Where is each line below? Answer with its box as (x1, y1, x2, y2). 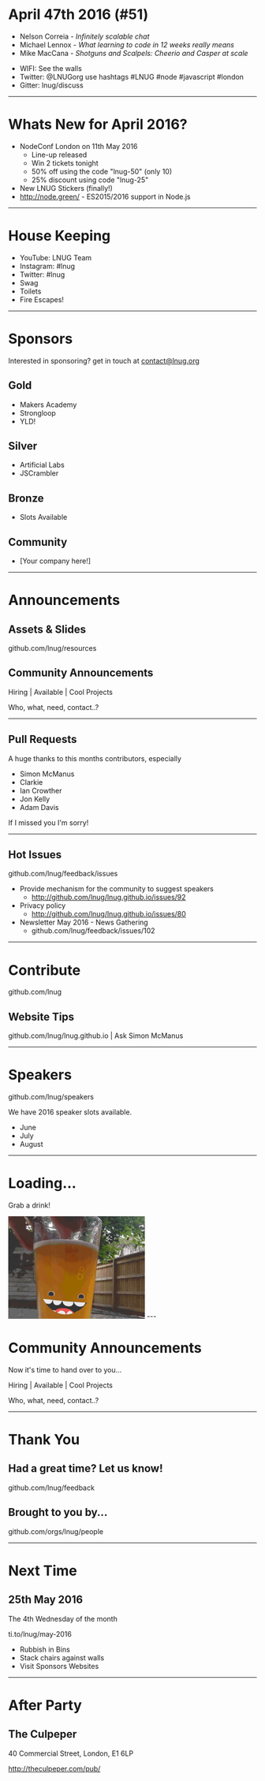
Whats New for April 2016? (8, 116, 188, 133)
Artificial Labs (19, 460, 65, 470)
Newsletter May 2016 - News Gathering (19, 917, 148, 928)
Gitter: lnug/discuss (19, 80, 84, 90)
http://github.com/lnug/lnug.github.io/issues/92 (31, 893, 187, 902)
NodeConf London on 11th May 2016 (19, 141, 138, 151)
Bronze (8, 491, 45, 505)
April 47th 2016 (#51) (8, 6, 149, 24)
